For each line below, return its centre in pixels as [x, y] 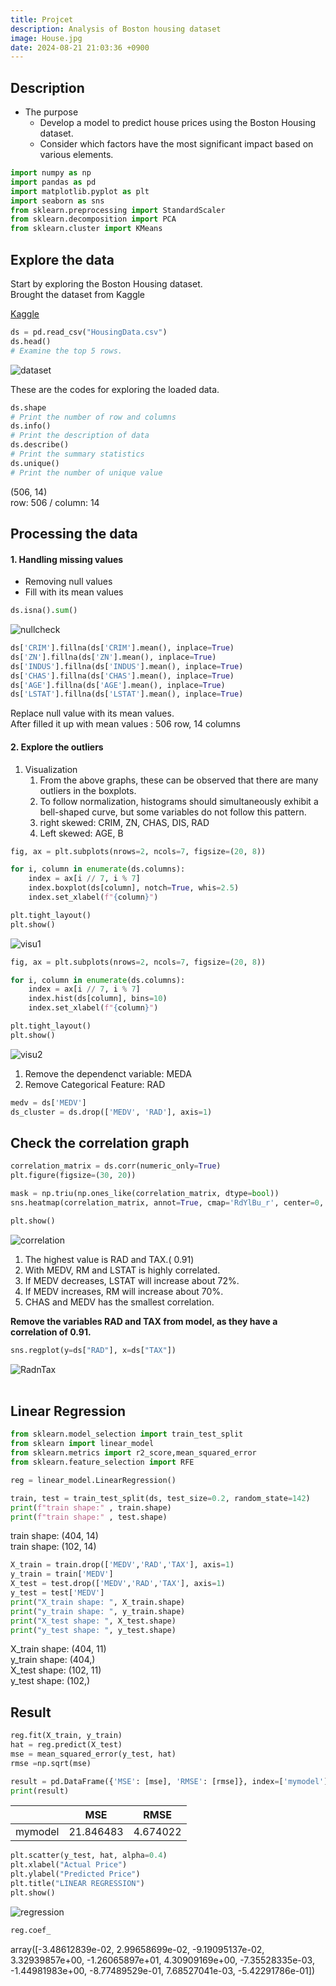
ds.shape [28, 407]
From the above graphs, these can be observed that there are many [179, 780]
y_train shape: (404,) [53, 1660]
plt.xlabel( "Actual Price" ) [69, 1865]
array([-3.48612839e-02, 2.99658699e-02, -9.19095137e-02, [137, 1949]
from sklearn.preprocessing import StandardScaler [118, 210]
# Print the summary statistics [77, 454]
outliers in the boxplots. [88, 790]
